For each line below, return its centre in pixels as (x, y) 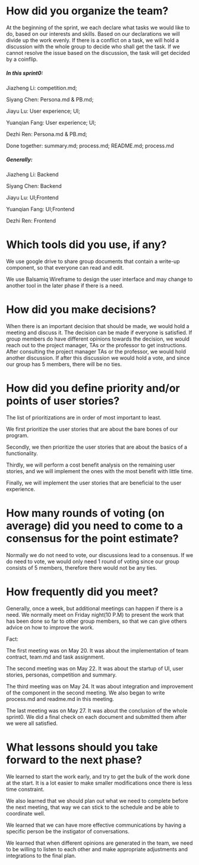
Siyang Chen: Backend (34, 186)
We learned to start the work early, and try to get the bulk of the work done (98, 776)
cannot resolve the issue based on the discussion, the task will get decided (98, 52)
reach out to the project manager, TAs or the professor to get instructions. (97, 345)
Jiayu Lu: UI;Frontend (32, 197)
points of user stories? (63, 401)
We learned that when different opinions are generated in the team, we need (99, 843)
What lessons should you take (82, 747)
